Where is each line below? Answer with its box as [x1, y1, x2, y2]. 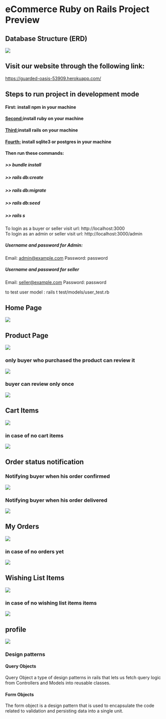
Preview [5, 14, 40, 26]
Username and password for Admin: [5, 242, 83, 248]
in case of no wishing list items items [5, 599, 97, 606]
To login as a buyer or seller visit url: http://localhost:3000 [5, 225, 125, 231]
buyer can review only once [5, 381, 74, 388]
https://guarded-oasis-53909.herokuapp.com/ [5, 75, 101, 81]
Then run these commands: [5, 150, 64, 156]
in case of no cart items [5, 432, 64, 439]
